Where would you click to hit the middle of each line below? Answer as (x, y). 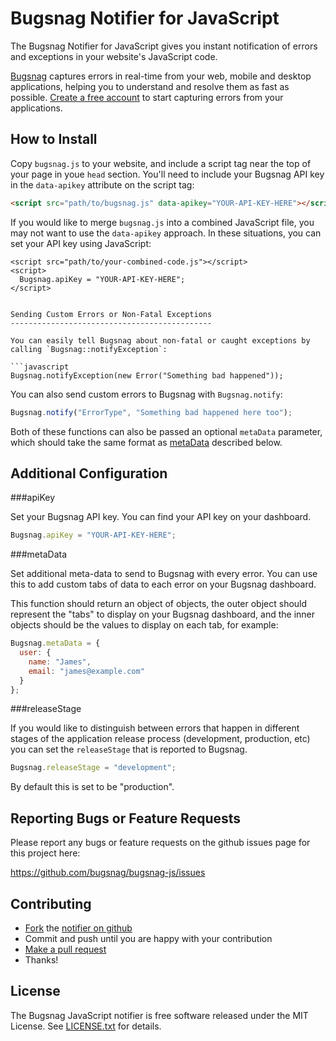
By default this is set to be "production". (92, 787)
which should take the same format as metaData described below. (146, 442)
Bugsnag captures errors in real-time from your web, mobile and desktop (161, 76)
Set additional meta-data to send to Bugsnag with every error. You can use (164, 574)
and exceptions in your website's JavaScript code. (114, 56)
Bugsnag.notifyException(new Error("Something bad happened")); (147, 375)
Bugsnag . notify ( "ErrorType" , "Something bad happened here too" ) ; (151, 412)
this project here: (45, 853)
